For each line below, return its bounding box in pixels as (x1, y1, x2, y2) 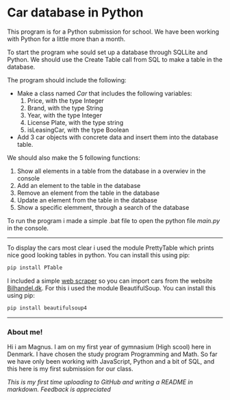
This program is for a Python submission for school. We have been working (7, 27, 220, 36)
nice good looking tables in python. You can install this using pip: (7, 250, 190, 259)
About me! (7, 327, 43, 337)
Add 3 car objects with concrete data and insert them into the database (16, 132, 219, 141)
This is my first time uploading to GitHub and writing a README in (7, 377, 193, 386)
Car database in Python (7, 5, 144, 21)
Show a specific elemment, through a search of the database (16, 203, 190, 211)
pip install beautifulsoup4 (7, 304, 88, 311)
